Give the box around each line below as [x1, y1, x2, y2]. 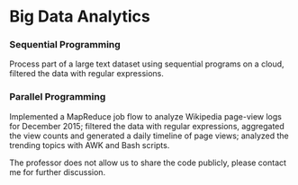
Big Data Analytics [9, 6, 150, 27]
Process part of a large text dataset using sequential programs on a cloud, [9, 58, 285, 69]
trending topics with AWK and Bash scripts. [9, 139, 170, 150]
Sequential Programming [9, 39, 122, 51]
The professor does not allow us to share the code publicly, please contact [9, 157, 286, 168]
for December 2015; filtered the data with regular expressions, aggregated [9, 120, 285, 131]
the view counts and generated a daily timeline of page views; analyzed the [9, 130, 290, 141]
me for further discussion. [9, 166, 106, 177]
